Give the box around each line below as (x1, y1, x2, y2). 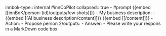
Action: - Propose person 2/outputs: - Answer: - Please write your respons (5, 20, 161, 26)
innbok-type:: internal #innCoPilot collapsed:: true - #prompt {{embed (5, 5, 151, 10)
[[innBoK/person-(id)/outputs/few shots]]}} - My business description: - (5, 10, 155, 16)
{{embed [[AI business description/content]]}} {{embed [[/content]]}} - (5, 15, 153, 21)
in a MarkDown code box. (5, 26, 59, 32)
